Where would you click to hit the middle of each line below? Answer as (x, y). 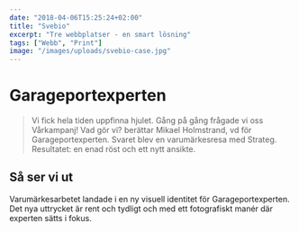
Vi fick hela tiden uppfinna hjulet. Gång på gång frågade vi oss (147, 120)
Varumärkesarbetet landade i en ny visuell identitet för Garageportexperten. (149, 199)
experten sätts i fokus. (51, 218)
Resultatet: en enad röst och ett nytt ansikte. (113, 149)
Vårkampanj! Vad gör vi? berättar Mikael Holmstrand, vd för (141, 130)
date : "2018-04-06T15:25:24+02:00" (76, 18)
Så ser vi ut (41, 178)
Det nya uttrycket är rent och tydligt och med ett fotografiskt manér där (141, 209)
